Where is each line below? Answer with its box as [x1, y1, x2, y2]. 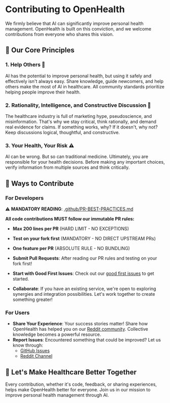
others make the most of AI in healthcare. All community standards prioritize [5, 83, 165, 89]
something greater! [12, 296, 53, 302]
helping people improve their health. [5, 89, 81, 95]
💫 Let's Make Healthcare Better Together [5, 367, 137, 377]
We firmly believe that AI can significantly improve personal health [5, 20, 144, 26]
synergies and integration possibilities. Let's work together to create [12, 291, 155, 297]
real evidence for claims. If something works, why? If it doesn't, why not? [5, 123, 158, 130]
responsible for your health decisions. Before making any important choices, [5, 159, 165, 165]
